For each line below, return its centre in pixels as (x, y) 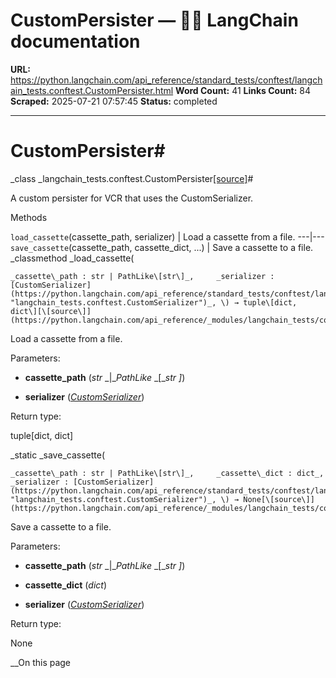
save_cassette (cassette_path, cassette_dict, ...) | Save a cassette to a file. (162, 247)
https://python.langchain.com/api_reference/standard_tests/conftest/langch (166, 80)
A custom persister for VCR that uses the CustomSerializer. (132, 198)
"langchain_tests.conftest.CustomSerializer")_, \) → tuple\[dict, (154, 302)
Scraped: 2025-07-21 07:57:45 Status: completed (114, 101)
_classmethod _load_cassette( (72, 258)
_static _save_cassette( (57, 455)
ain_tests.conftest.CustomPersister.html (92, 90)
